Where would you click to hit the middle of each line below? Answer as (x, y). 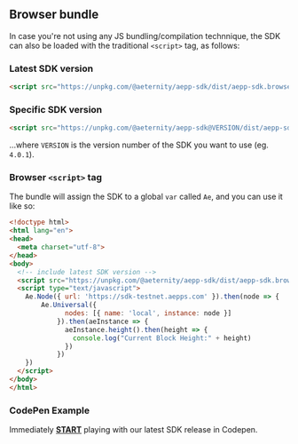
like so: (22, 206)
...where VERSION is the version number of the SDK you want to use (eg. (139, 145)
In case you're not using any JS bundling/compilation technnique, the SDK (145, 36)
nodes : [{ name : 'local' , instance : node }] (149, 313)
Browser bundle (54, 15)
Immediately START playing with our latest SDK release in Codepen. (133, 430)
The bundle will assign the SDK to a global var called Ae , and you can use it (146, 197)
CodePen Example (50, 410)
